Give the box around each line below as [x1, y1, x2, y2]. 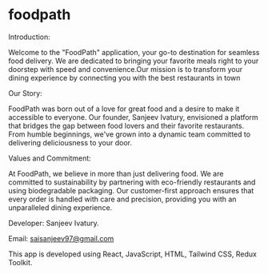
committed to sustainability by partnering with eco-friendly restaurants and [8, 177, 256, 187]
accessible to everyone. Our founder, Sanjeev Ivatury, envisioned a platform [8, 112, 258, 121]
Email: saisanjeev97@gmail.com [8, 233, 114, 243]
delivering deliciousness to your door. [8, 137, 133, 147]
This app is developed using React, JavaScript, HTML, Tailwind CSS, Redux [8, 249, 258, 259]
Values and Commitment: [8, 153, 92, 163]
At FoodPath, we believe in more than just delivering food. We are [8, 169, 224, 178]
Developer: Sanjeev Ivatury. [8, 218, 99, 228]
